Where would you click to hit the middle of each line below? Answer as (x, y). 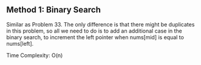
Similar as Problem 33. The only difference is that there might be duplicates (101, 24)
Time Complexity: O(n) (35, 55)
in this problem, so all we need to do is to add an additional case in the (94, 31)
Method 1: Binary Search (54, 10)
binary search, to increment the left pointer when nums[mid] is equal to (95, 37)
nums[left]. (20, 43)
